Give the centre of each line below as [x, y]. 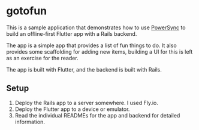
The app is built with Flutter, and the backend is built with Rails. [84, 69]
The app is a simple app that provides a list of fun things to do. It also [91, 45]
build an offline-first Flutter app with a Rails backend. [72, 33]
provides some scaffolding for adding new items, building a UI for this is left [99, 51]
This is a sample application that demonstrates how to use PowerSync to [96, 27]
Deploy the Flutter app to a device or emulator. [72, 109]
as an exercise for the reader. [43, 58]
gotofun [27, 11]
